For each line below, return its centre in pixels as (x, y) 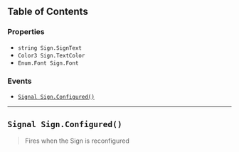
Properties (26, 32)
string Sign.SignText (49, 48)
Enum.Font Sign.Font (48, 63)
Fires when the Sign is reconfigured (77, 141)
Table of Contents (48, 12)
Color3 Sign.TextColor (51, 55)
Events (20, 81)
